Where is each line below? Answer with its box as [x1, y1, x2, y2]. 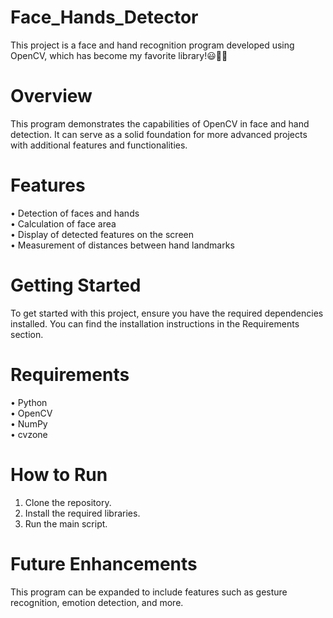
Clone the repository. [24, 496, 112, 508]
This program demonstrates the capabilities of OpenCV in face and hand [10, 117, 310, 130]
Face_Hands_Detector [10, 6, 199, 29]
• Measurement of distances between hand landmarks [10, 239, 235, 251]
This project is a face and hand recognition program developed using [10, 39, 295, 51]
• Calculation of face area [10, 217, 117, 230]
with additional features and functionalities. [10, 139, 188, 151]
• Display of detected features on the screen [10, 228, 194, 240]
